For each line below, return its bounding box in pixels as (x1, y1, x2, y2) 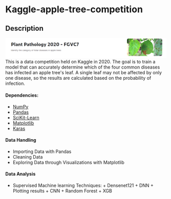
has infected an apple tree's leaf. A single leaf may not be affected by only (5, 70, 162, 76)
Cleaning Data (12, 153, 43, 160)
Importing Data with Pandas (12, 148, 72, 154)
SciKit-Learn (12, 114, 39, 121)
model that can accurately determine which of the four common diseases (5, 64, 160, 70)
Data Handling (5, 137, 37, 143)
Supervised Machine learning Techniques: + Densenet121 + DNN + (12, 183, 154, 189)
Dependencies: (5, 92, 39, 98)
